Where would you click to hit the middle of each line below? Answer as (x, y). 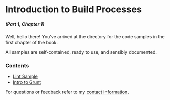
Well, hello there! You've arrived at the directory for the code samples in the (85, 37)
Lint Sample (25, 77)
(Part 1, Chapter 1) (25, 24)
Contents (17, 66)
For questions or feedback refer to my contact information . (67, 92)
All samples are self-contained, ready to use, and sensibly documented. (81, 52)
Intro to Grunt (27, 82)
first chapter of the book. (31, 43)
